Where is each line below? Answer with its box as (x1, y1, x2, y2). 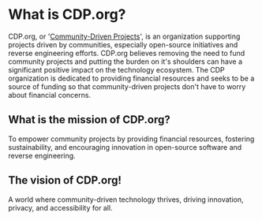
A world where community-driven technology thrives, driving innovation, (8, 195, 244, 204)
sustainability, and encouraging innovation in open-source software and (8, 142, 242, 151)
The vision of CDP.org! (8, 173, 122, 187)
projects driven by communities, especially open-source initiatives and (8, 39, 238, 49)
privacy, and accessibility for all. (8, 203, 113, 212)
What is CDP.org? (8, 6, 126, 24)
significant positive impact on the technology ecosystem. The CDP (8, 65, 225, 74)
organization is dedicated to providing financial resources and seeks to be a (8, 73, 255, 83)
